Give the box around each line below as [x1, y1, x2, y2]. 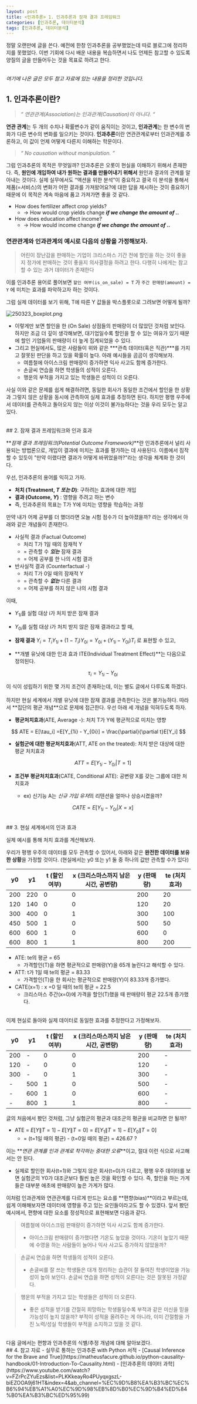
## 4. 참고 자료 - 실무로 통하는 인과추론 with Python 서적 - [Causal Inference [6, 1346, 185, 1354]
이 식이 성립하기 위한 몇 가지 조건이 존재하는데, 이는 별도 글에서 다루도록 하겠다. [6, 683, 188, 690]
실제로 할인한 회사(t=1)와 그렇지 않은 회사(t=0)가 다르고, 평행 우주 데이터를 [14, 1167, 185, 1174]
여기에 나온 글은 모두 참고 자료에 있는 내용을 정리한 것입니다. [6, 75, 144, 82]
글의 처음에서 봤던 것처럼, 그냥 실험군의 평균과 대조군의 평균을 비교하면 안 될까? [6, 1115, 187, 1122]
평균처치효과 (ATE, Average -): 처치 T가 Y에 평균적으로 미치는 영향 [14, 716, 167, 723]
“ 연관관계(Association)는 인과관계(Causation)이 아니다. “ [20, 111, 155, 118]
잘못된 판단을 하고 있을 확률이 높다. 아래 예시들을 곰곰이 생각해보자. [21, 352, 174, 359]
